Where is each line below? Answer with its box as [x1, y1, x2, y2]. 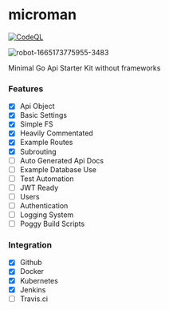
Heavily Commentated [19, 128, 93, 138]
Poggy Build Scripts [19, 219, 85, 229]
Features [8, 83, 44, 94]
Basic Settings [19, 111, 68, 120]
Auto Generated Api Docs [19, 155, 104, 165]
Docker [19, 267, 45, 276]
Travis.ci [19, 294, 49, 304]
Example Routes [19, 138, 73, 147]
